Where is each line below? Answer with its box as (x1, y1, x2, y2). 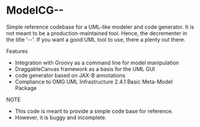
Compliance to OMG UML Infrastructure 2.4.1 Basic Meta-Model (14, 78, 172, 85)
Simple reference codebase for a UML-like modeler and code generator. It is (6, 23, 195, 30)
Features (6, 47, 28, 54)
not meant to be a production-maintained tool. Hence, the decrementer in (6, 29, 187, 36)
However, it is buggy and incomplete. (14, 114, 107, 121)
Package (14, 84, 37, 91)
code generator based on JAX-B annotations (14, 72, 126, 79)
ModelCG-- (6, 4, 64, 17)
